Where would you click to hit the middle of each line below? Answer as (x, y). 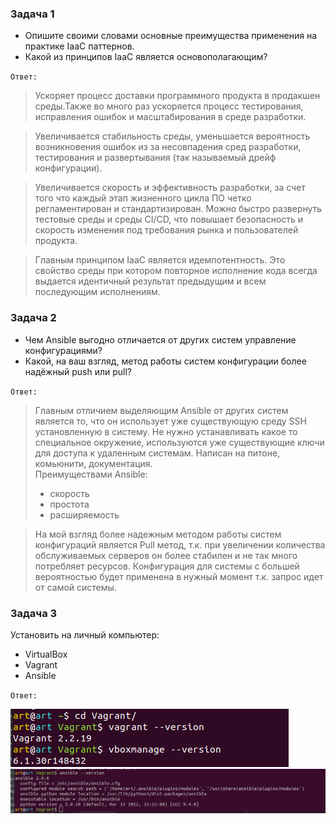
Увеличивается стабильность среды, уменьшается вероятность (172, 136)
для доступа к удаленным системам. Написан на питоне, (157, 453)
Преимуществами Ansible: (91, 474)
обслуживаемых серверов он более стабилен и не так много (166, 555)
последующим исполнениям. (97, 292)
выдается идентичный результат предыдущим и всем (150, 281)
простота (69, 504)
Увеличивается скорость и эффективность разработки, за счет (170, 188)
